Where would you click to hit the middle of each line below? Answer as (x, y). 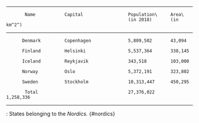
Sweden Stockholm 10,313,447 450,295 (105, 82)
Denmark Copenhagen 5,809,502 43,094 (104, 41)
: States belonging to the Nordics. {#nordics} (61, 114)
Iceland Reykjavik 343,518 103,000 (105, 61)
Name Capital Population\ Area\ (104, 15)
